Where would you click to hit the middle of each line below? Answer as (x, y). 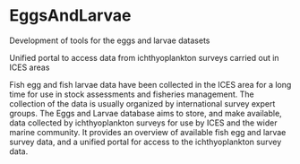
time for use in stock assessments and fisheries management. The (132, 94)
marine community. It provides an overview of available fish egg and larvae (148, 132)
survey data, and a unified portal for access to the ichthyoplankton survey (146, 142)
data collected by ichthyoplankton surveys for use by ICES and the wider (143, 123)
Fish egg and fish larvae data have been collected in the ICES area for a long (150, 84)
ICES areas (30, 67)
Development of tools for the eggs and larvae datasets (110, 40)
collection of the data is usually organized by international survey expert (142, 103)
